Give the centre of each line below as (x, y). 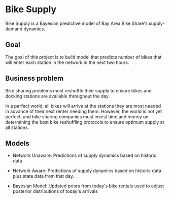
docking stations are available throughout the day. (58, 96)
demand (14, 28)
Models (17, 143)
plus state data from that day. (43, 176)
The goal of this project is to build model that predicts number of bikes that (83, 57)
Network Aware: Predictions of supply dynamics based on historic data (87, 171)
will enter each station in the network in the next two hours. (67, 62)
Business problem (35, 78)
